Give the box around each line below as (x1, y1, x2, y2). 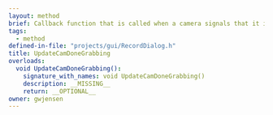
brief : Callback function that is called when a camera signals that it (8, 19, 260, 28)
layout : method (8, 11, 60, 20)
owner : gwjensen (8, 95, 63, 103)
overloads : (8, 57, 45, 66)
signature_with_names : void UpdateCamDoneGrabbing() (23, 72, 206, 80)
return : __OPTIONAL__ (23, 87, 96, 96)
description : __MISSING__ (23, 79, 111, 87)
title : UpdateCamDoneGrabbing (8, 49, 111, 57)
